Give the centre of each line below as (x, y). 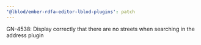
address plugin (25, 35)
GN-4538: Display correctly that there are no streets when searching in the (101, 29)
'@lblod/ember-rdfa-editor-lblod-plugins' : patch (71, 12)
